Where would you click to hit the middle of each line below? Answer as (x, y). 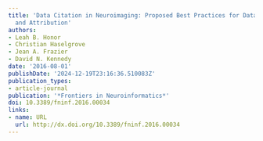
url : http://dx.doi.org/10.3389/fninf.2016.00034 (97, 125)
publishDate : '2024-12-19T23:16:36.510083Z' (82, 74)
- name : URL (27, 117)
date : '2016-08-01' (40, 67)
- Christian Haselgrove (47, 45)
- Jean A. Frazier (38, 52)
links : (19, 110)
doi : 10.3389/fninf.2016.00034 (59, 103)
